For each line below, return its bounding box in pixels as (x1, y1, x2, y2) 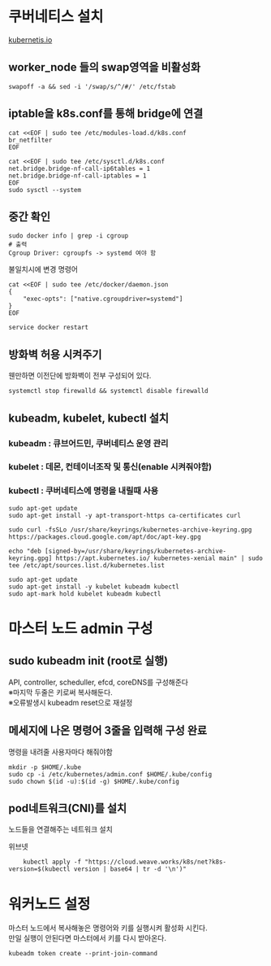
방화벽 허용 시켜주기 (8, 347, 102, 361)
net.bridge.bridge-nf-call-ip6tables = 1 (8, 164, 151, 173)
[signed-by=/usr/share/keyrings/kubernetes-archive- (44, 547, 227, 555)
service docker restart (8, 323, 89, 332)
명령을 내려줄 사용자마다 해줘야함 (8, 746, 114, 757)
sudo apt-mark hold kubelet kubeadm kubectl (8, 589, 161, 598)
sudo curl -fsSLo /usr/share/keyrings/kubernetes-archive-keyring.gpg (8, 526, 252, 534)
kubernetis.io (8, 34, 53, 45)
